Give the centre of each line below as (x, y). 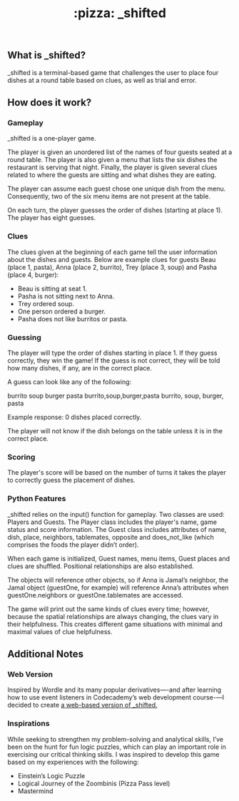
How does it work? (50, 102)
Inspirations (29, 724)
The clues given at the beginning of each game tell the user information (112, 252)
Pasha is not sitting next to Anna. (66, 296)
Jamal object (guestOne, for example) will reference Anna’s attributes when (118, 588)
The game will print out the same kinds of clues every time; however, (108, 609)
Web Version (30, 674)
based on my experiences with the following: (73, 762)
